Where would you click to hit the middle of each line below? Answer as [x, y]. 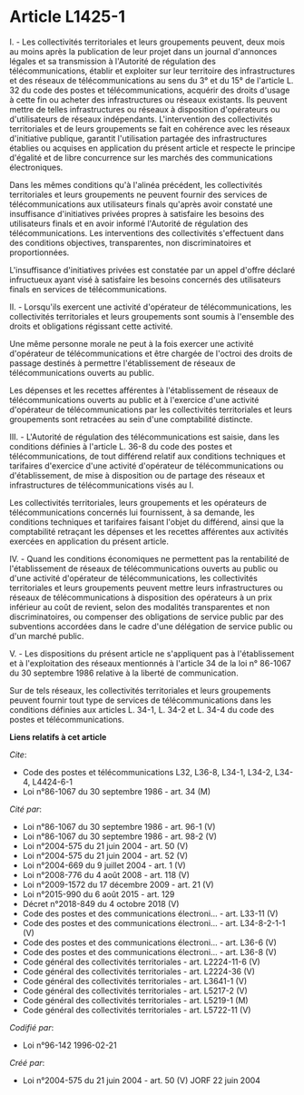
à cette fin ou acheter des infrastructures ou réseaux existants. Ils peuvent [148, 99]
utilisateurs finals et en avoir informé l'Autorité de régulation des [129, 223]
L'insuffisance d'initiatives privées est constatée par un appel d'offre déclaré [152, 270]
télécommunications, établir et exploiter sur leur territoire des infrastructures [152, 71]
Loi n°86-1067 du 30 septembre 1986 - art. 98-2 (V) [120, 836]
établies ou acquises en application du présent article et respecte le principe [152, 148]
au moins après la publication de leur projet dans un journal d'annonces [143, 51]
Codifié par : [32, 1027]
